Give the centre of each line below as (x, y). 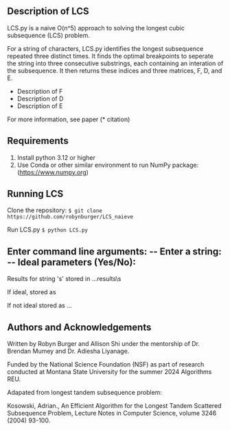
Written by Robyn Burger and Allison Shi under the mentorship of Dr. (104, 344)
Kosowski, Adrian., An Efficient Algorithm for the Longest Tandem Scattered (114, 406)
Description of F (40, 91)
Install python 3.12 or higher (56, 157)
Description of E (40, 105)
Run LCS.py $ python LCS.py (47, 229)
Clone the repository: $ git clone (55, 210)
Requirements (38, 141)
